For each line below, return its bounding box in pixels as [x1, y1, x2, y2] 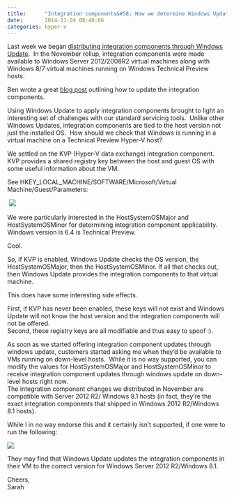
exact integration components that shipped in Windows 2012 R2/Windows [7, 399, 219, 408]
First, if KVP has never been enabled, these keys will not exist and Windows [7, 304, 225, 313]
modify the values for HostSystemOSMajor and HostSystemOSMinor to [7, 362, 211, 371]
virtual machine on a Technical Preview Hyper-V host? [7, 136, 163, 144]
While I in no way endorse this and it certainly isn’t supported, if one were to [7, 420, 226, 429]
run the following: [7, 428, 58, 436]
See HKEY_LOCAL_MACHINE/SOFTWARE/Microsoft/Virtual [7, 178, 178, 186]
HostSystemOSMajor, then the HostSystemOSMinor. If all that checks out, [7, 262, 219, 271]
